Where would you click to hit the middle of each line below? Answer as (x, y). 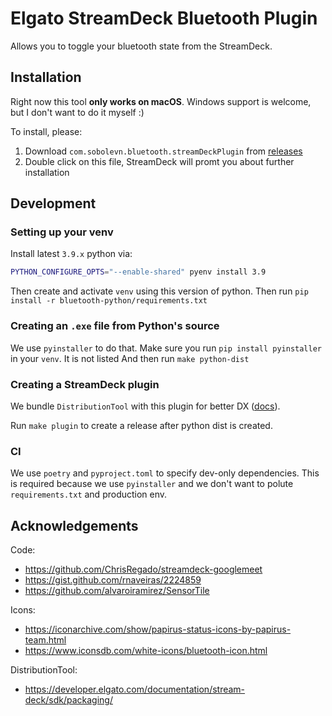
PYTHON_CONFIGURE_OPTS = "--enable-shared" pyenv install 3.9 (138, 272)
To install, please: (46, 131)
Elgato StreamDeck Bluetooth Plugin (164, 18)
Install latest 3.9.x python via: (71, 254)
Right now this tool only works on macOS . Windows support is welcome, (161, 101)
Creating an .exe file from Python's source (115, 326)
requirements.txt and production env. (89, 494)
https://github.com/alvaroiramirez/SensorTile (117, 591)
